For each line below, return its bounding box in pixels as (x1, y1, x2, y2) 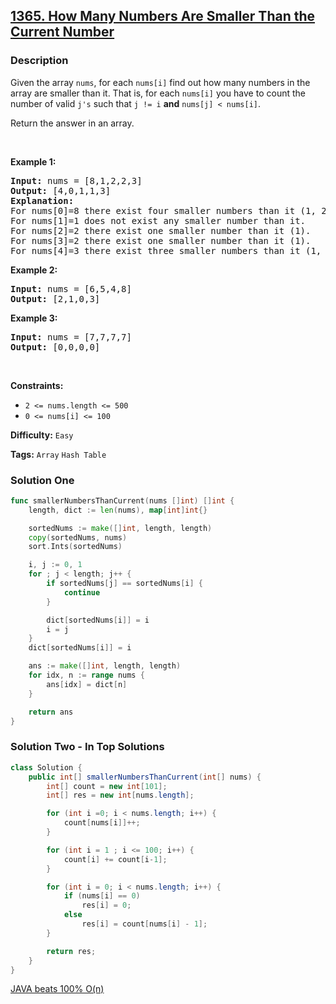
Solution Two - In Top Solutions (10, 740, 165, 754)
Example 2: (10, 264, 58, 276)
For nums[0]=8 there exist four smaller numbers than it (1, (10, 205, 317, 216)
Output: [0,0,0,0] (10, 341, 101, 353)
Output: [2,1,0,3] (10, 293, 101, 304)
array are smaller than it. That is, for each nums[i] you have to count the (10, 87, 306, 99)
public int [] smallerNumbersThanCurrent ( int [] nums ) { (28, 772, 262, 782)
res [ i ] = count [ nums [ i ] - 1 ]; (81, 919, 208, 929)
